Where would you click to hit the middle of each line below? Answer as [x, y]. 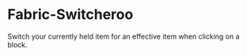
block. [18, 44]
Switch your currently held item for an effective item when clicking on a [123, 36]
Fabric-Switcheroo [70, 15]
